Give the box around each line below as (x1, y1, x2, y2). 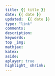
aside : (5, 53, 19, 59)
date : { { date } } (5, 12, 41, 17)
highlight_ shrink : (5, 63, 46, 68)
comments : (5, 26, 26, 31)
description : (5, 30, 32, 35)
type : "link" (5, 21, 32, 26)
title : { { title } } (5, 7, 46, 12)
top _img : (5, 40, 26, 45)
